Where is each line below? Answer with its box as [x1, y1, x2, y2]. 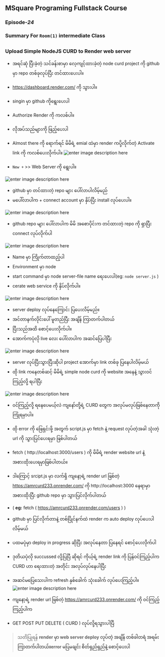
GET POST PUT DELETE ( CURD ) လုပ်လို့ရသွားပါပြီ [12, 620, 115, 626]
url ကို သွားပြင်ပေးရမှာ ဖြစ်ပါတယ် [12, 436, 78, 441]
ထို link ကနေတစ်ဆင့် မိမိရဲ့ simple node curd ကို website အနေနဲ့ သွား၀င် [12, 369, 152, 375]
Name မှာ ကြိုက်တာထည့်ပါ [12, 254, 65, 260]
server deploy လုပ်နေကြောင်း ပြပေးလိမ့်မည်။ [12, 307, 100, 313]
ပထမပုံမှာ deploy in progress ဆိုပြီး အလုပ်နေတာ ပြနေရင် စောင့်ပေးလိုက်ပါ [12, 540, 157, 546]
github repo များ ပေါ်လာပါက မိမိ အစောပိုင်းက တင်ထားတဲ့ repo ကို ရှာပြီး [12, 221, 152, 226]
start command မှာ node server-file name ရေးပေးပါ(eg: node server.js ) [12, 273, 159, 279]
